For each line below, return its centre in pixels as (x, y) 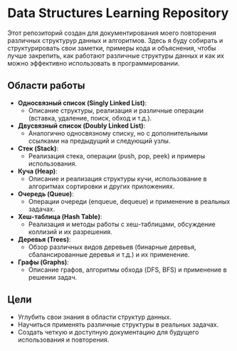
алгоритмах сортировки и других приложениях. (101, 186)
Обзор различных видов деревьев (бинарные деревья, (112, 247)
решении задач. (53, 277)
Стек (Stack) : (38, 148)
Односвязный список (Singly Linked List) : (82, 103)
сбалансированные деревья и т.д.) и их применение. (109, 254)
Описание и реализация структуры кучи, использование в (117, 178)
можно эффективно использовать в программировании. (94, 63)
